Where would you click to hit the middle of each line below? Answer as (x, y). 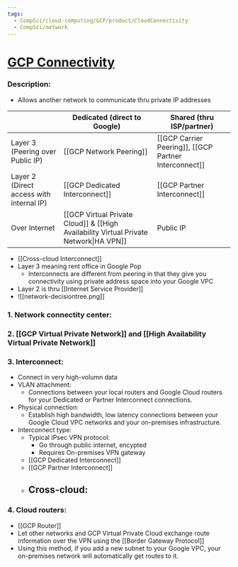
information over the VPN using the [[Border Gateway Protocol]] (111, 541)
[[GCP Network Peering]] (106, 151)
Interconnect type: (45, 430)
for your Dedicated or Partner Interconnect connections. (110, 400)
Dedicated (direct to (107, 117)
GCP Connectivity (61, 62)
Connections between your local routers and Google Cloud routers (125, 392)
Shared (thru (192, 117)
